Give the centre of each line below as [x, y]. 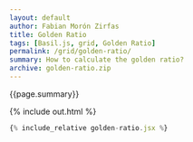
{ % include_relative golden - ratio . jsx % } [89, 128]
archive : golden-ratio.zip [60, 69]
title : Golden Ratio [48, 34]
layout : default [40, 18]
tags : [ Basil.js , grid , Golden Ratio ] [82, 43]
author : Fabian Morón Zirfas [64, 26]
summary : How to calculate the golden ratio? [96, 60]
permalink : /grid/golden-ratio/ [70, 52]
